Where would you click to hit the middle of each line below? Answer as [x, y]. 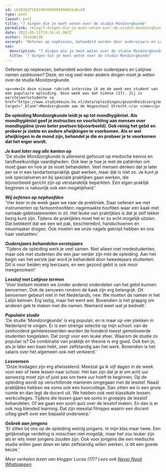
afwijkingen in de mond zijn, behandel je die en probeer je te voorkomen [81, 137]
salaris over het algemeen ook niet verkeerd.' [51, 352]
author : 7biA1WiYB [24, 37]
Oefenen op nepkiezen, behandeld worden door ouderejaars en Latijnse [78, 70]
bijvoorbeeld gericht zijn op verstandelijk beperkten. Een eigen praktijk [77, 182]
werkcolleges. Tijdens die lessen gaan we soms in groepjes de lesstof [76, 398]
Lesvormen [17, 362]
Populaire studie [22, 315]
